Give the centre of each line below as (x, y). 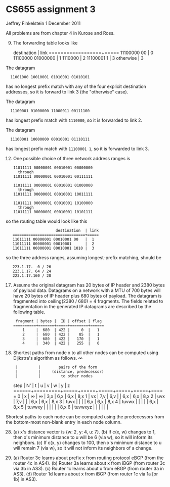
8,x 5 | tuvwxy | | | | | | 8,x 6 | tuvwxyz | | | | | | (60, 407)
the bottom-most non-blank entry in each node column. (64, 422)
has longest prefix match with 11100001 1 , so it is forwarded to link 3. (77, 149)
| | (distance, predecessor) (60, 372)
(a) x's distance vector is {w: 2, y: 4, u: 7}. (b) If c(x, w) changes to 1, (84, 432)
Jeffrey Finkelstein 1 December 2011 (43, 23)
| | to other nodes (54, 376)
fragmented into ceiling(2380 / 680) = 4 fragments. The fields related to (88, 301)
